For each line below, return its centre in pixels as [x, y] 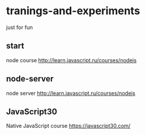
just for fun [20, 27]
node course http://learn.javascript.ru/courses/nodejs [72, 60]
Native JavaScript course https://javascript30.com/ [69, 126]
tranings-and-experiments [73, 11]
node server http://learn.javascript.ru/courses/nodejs [71, 93]
